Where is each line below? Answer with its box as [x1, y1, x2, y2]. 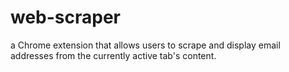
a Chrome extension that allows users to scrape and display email [10, 39, 281, 51]
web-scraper [10, 6, 122, 29]
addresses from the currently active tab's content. [10, 49, 217, 61]
